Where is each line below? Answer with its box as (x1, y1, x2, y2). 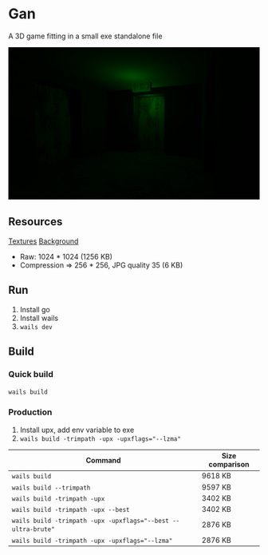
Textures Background (8, 236, 79, 246)
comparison (208, 460, 250, 470)
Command (85, 455, 121, 465)
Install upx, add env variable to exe (19, 425, 135, 434)
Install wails (19, 313, 58, 323)
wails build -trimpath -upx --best (11, 506, 130, 514)
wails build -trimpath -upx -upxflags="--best (11, 517, 169, 525)
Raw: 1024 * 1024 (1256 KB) (19, 252, 113, 261)
